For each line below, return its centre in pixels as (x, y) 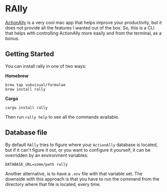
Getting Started (30, 54)
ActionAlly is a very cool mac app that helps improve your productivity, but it (83, 22)
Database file (26, 133)
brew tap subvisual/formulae (35, 85)
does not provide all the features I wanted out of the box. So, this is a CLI (80, 27)
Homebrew (17, 76)
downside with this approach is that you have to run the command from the (82, 179)
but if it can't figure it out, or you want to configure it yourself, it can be (78, 150)
